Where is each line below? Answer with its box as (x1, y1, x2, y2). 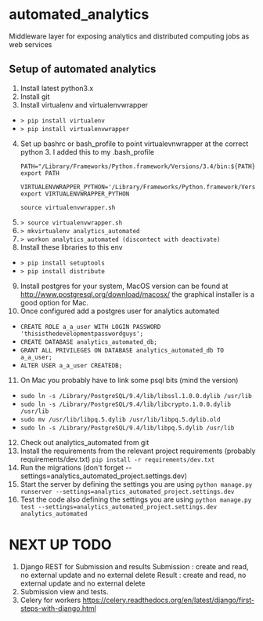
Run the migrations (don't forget (20, 462, 124, 472)
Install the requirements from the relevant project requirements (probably (20, 446, 256, 455)
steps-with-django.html (20, 603, 96, 613)
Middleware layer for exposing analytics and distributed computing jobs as (9, 31, 250, 41)
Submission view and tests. (20, 586, 109, 596)
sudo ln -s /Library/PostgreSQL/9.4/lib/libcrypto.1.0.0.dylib (20, 400, 232, 408)
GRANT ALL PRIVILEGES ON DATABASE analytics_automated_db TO (20, 346, 225, 354)
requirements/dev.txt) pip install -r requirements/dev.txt (20, 454, 215, 464)
